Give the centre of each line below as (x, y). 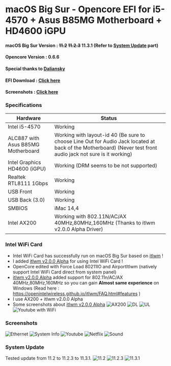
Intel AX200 (22, 223)
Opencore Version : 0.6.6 (32, 57)
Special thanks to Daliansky (35, 68)
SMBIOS (18, 208)
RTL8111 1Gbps (28, 183)
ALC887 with (24, 138)
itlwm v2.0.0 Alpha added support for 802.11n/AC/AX (68, 277)
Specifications (24, 105)
